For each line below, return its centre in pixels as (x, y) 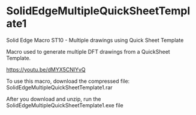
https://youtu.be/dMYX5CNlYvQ (46, 69)
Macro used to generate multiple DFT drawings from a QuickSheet (88, 51)
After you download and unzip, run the (54, 99)
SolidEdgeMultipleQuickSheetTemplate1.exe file (65, 105)
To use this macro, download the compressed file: (68, 81)
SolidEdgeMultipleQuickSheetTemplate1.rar (59, 87)
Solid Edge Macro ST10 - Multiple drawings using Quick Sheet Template (95, 40)
